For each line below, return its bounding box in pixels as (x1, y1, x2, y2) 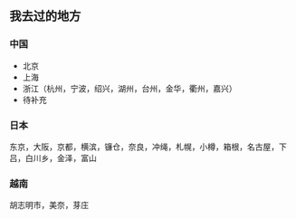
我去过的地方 (9, 8, 81, 24)
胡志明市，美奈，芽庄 (9, 200, 89, 211)
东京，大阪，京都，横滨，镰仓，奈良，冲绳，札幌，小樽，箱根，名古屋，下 (9, 141, 287, 152)
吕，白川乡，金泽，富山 (9, 152, 97, 163)
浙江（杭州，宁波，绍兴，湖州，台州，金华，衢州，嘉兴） (22, 82, 237, 93)
